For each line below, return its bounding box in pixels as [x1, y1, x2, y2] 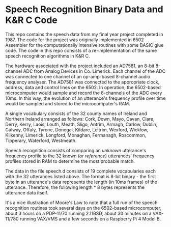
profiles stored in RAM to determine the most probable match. [5, 158, 135, 164]
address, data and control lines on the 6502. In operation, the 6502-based [5, 84, 161, 90]
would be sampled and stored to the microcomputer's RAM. [5, 100, 131, 106]
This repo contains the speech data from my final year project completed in [5, 31, 163, 37]
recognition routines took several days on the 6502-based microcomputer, [5, 205, 162, 211]
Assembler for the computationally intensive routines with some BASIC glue [5, 42, 164, 48]
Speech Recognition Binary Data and [5, 4, 164, 15]
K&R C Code [5, 14, 58, 26]
